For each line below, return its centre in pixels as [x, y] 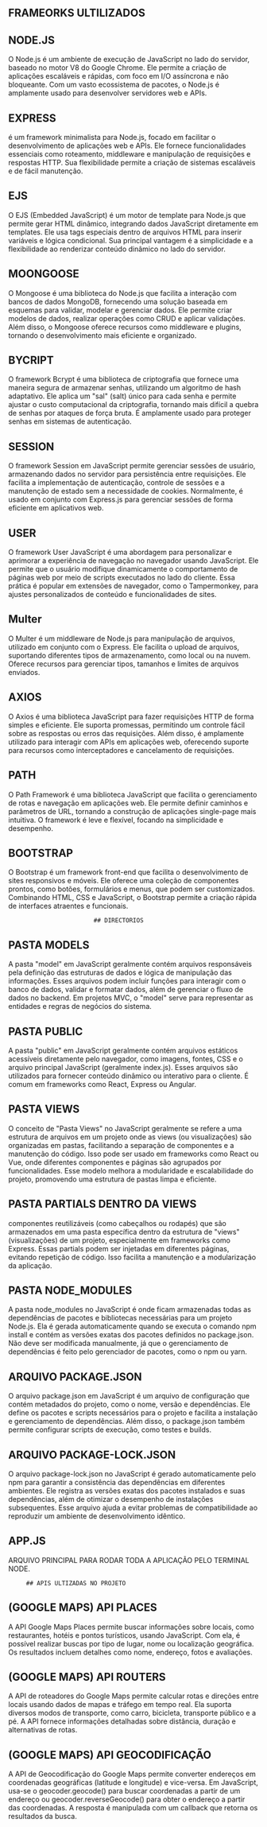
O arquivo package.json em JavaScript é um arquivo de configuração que [129, 1396]
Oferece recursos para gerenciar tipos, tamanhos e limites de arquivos [124, 664]
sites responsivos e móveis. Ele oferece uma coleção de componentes [124, 881]
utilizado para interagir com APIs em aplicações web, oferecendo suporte [128, 742]
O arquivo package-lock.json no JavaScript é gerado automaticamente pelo [132, 1474]
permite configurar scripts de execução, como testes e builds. [110, 1429]
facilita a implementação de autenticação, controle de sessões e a [116, 483]
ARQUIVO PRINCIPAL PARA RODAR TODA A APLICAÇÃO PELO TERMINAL [129, 1560]
